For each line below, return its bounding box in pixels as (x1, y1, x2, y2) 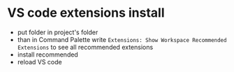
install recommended (17, 50, 78, 59)
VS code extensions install (7, 5, 166, 21)
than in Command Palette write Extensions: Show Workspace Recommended (17, 35, 227, 43)
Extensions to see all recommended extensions (17, 43, 154, 51)
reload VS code (17, 57, 62, 66)
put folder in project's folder (17, 28, 98, 36)
